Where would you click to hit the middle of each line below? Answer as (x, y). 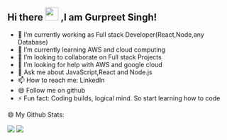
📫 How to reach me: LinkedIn (61, 80)
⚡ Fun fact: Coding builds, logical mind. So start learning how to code (119, 98)
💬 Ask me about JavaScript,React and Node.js (85, 72)
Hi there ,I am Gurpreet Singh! (82, 17)
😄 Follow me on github (51, 90)
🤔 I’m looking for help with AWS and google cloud (90, 64)
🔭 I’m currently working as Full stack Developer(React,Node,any (111, 34)
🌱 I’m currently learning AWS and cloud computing (91, 49)
